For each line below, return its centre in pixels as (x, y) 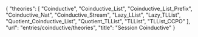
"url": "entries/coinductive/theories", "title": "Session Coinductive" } (90, 27)
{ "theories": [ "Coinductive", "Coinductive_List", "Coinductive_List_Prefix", (99, 9)
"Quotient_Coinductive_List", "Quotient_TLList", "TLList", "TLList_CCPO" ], (98, 21)
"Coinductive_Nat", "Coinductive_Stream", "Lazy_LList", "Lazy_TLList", (93, 15)
